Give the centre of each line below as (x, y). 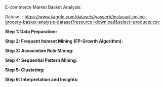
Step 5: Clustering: (25, 70)
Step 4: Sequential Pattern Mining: (41, 60)
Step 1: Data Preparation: (31, 31)
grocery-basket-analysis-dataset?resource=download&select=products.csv (82, 22)
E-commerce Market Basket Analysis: (43, 7)
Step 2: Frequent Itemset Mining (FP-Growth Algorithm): (64, 41)
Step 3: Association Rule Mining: (39, 51)
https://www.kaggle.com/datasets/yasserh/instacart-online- (86, 17)
